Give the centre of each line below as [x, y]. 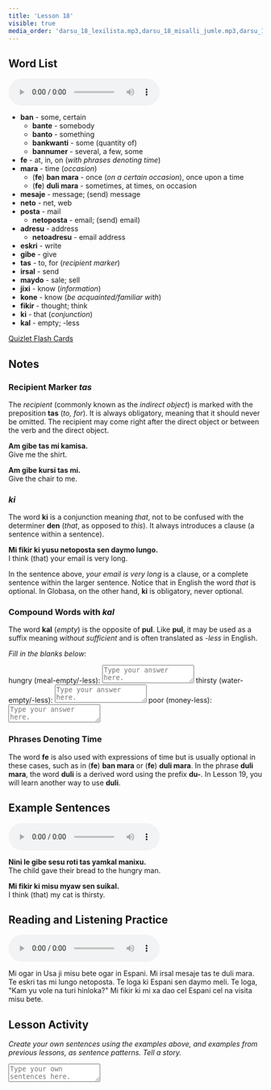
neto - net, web [46, 203]
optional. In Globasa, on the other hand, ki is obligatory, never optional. [126, 591]
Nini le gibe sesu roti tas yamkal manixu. [77, 862]
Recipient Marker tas [50, 386]
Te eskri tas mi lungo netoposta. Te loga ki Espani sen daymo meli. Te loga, [133, 982]
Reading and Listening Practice [88, 919]
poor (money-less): [180, 700]
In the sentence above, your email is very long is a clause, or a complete [128, 574]
